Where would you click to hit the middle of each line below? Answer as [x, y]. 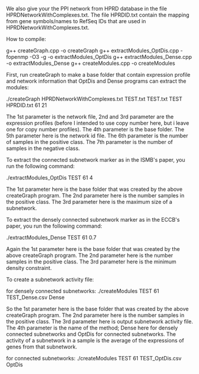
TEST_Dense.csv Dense [35, 297]
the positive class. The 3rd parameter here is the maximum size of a [89, 202]
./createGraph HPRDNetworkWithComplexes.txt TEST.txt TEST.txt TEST [94, 99]
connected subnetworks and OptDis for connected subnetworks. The [91, 334]
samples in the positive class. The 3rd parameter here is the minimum [91, 262]
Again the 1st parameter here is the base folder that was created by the [93, 249]
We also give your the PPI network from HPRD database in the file [87, 9]
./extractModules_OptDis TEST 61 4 [50, 177]
